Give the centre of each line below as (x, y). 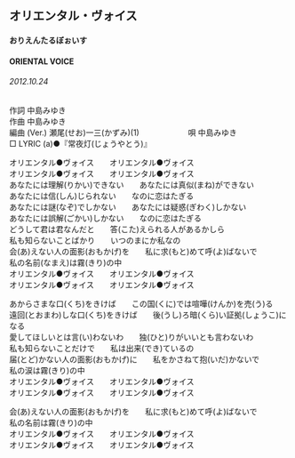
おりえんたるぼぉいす (48, 40)
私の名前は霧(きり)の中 (51, 422)
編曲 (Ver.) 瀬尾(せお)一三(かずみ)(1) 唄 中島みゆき (123, 133)
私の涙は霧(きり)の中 (48, 370)
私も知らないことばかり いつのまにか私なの (95, 240)
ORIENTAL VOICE (42, 61)
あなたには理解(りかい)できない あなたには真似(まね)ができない (132, 184)
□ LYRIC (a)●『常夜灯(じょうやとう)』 (80, 143)
